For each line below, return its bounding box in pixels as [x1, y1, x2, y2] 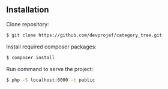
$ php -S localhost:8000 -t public [6, 77, 95, 83]
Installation [6, 5, 49, 15]
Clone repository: [6, 20, 49, 27]
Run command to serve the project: [6, 65, 94, 72]
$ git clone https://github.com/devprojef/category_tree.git [6, 32, 163, 38]
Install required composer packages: [6, 43, 97, 50]
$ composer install [6, 54, 55, 60]
